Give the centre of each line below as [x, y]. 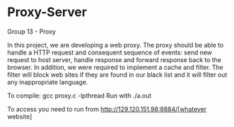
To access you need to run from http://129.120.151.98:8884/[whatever [107, 109]
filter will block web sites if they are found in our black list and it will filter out [117, 75]
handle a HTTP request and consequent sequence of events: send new [110, 52]
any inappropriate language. [48, 82]
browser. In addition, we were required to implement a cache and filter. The [115, 67]
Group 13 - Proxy [31, 31]
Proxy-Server [47, 12]
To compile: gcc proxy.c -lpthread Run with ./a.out [79, 96]
